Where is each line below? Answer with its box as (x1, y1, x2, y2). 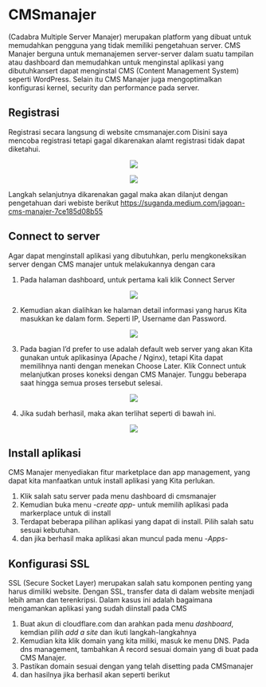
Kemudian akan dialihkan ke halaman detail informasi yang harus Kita (19, 305, 247, 314)
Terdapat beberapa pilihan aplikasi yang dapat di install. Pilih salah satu (19, 517, 254, 527)
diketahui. (8, 144, 41, 153)
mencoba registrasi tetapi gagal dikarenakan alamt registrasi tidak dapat (8, 136, 245, 145)
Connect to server (8, 230, 100, 243)
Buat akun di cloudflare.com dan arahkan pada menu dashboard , (19, 619, 234, 629)
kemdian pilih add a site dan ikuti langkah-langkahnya (19, 628, 197, 638)
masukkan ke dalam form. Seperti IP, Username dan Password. (19, 314, 227, 323)
